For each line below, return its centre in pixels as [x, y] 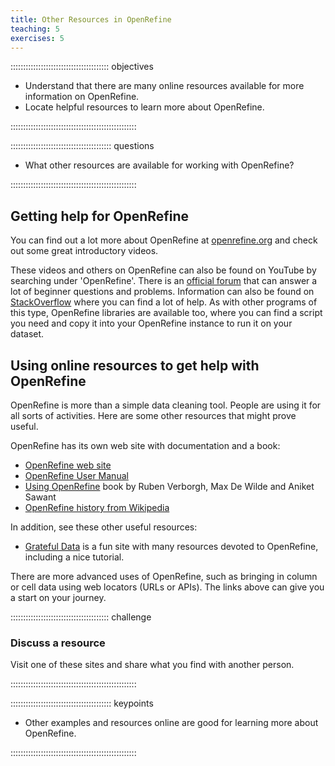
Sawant [40, 497]
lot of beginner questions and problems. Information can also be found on [162, 292]
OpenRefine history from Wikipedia [97, 507]
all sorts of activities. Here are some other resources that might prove [153, 415]
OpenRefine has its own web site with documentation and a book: [145, 445]
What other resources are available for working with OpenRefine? [159, 165]
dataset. [27, 334]
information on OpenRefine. [82, 97]
